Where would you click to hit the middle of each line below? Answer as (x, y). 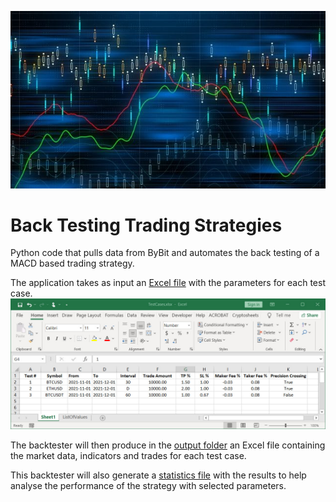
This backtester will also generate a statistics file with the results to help (158, 475)
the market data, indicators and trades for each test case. (128, 456)
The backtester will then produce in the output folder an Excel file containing (168, 445)
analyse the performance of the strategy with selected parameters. (148, 486)
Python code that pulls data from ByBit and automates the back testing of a (165, 253)
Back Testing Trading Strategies (146, 225)
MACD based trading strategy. (72, 263)
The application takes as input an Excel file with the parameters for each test (168, 283)
